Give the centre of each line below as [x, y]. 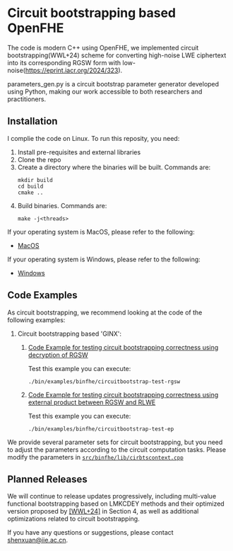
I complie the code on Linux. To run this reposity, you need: [94, 138]
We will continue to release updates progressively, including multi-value [112, 496]
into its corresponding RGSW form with [64, 62]
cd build [30, 186]
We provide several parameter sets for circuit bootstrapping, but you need [115, 442]
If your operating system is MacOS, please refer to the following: [101, 232]
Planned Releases [48, 479]
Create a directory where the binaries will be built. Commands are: [114, 167]
